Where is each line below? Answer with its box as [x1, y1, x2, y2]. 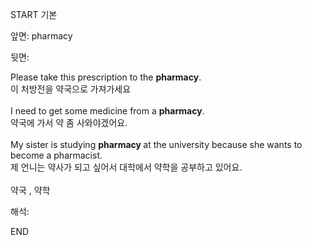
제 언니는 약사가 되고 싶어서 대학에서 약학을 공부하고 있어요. [10, 161, 243, 173]
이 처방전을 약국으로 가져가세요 [10, 83, 132, 95]
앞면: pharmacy [10, 30, 73, 42]
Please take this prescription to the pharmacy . [10, 71, 202, 83]
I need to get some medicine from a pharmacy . [10, 105, 205, 117]
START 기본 [10, 9, 58, 20]
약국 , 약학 [10, 184, 51, 196]
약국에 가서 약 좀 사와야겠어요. [10, 117, 128, 128]
